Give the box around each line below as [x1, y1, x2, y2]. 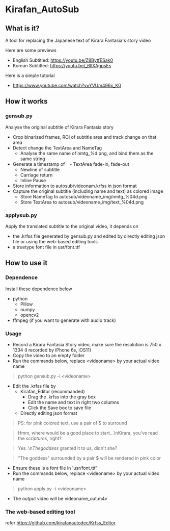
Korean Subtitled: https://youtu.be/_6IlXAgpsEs [12, 63, 111, 68]
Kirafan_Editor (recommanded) [20, 388, 85, 394]
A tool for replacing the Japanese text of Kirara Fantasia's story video [5, 37, 151, 43]
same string [20, 156, 45, 162]
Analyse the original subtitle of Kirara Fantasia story [5, 124, 114, 130]
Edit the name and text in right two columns [27, 399, 120, 405]
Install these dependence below [5, 286, 72, 292]
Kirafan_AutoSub [5, 4, 79, 15]
